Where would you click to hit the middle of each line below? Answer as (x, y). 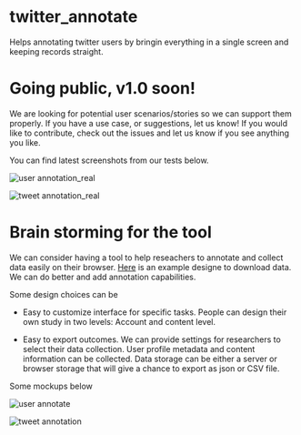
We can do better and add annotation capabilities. (103, 277)
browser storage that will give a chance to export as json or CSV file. (151, 368)
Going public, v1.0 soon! (102, 89)
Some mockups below (51, 386)
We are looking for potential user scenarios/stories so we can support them (151, 113)
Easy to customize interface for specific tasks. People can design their (155, 312)
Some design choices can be (64, 294)
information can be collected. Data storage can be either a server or (150, 359)
